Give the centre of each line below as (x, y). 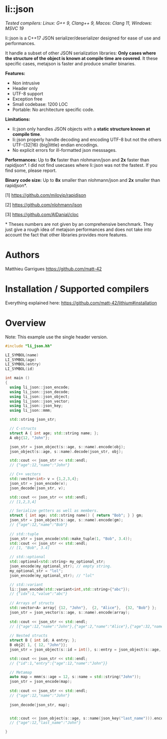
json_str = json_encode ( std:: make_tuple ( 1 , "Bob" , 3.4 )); (71, 539)
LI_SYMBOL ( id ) (20, 369)
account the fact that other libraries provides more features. (66, 235)
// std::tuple (24, 534)
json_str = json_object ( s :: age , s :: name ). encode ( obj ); (68, 447)
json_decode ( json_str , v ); (38, 488)
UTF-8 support (28, 93)
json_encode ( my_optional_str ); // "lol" (52, 576)
